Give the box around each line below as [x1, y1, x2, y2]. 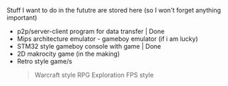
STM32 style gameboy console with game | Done [16, 42, 161, 50]
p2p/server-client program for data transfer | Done [16, 27, 165, 35]
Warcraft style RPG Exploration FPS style [34, 70, 154, 79]
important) [6, 13, 38, 22]
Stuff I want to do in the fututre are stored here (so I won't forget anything [6, 6, 221, 14]
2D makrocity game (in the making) [16, 49, 120, 58]
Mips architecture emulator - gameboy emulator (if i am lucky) [16, 35, 198, 43]
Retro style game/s [16, 57, 72, 66]
